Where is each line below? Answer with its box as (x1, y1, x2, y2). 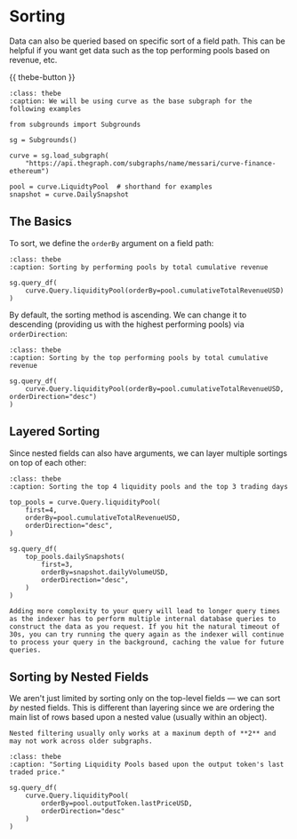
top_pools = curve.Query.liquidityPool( (9, 498, 162, 507)
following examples (9, 104, 82, 113)
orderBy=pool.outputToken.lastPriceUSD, (41, 799, 193, 808)
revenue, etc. (9, 54, 58, 65)
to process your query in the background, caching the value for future (9, 637, 285, 646)
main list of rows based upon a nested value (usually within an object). (9, 712, 268, 723)
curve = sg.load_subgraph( (9, 151, 109, 160)
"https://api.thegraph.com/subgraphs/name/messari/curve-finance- (25, 158, 277, 168)
